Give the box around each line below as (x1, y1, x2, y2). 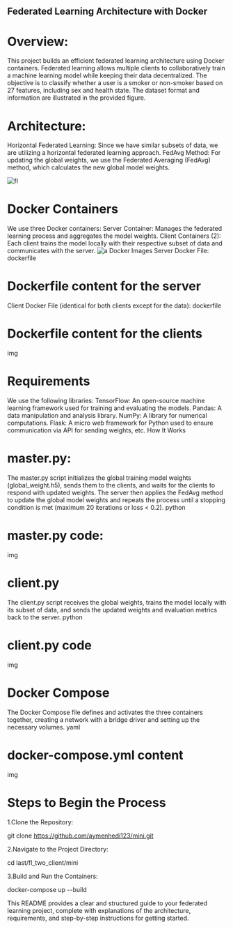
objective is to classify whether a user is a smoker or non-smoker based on (7, 79, 223, 87)
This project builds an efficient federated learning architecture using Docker (7, 56, 225, 65)
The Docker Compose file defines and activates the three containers (7, 708, 203, 716)
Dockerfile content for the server (7, 278, 202, 294)
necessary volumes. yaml (7, 723, 81, 731)
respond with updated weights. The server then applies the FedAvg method (7, 488, 224, 497)
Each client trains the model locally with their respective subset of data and (7, 239, 223, 248)
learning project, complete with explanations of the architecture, (7, 906, 191, 914)
